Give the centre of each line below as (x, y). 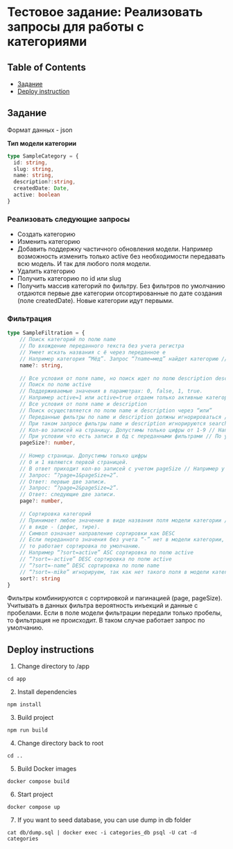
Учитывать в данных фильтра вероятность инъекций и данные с (103, 606)
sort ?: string (40, 578)
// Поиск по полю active (55, 385)
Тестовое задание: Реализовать (105, 12)
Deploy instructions (51, 649)
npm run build (28, 730)
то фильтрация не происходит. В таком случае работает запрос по (106, 620)
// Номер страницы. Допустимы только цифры (84, 456)
